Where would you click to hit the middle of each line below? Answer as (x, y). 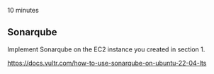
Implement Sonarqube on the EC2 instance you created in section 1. (106, 49)
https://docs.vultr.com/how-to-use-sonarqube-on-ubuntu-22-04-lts (107, 63)
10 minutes (23, 10)
